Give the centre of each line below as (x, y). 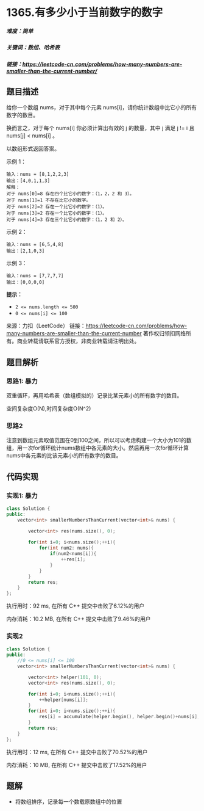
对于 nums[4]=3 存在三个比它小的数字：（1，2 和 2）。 (67, 220)
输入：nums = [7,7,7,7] (35, 276)
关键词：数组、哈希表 (33, 48)
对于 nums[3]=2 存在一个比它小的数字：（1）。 (57, 213)
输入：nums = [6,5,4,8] (35, 245)
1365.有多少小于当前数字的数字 (85, 13)
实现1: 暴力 (22, 495)
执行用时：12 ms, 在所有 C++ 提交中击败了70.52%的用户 (77, 752)
